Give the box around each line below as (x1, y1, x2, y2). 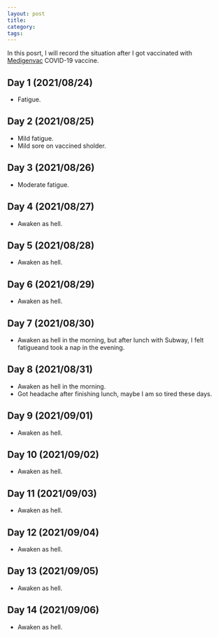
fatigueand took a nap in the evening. (17, 343, 125, 351)
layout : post (7, 10, 45, 17)
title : (7, 17, 27, 24)
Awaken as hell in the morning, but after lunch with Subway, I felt (17, 335, 204, 344)
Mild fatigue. (17, 134, 54, 142)
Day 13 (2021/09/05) (7, 565, 99, 577)
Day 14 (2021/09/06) (7, 604, 100, 616)
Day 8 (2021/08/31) (7, 363, 93, 375)
